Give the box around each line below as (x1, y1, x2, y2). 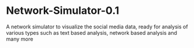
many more (6, 35, 33, 42)
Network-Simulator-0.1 (6, 4, 120, 17)
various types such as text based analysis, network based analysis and (6, 29, 177, 36)
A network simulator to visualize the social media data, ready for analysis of (6, 23, 188, 30)
